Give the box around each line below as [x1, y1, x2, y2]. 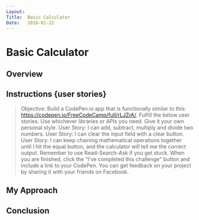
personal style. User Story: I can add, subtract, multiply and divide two [20, 124, 194, 131]
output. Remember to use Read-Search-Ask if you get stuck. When [20, 149, 185, 156]
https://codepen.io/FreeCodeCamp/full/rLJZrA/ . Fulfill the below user [20, 111, 190, 118]
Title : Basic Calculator [6, 14, 70, 20]
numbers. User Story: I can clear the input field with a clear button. [20, 130, 184, 137]
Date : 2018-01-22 [6, 20, 55, 26]
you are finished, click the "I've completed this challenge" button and [20, 155, 190, 162]
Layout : [6, 8, 26, 15]
